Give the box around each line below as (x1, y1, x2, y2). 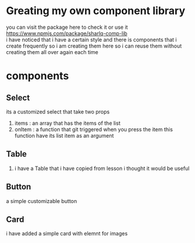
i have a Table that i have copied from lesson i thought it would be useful (14, 165, 190, 172)
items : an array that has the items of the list (14, 119, 121, 127)
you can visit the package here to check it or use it (6, 24, 128, 31)
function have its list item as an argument (14, 132, 114, 139)
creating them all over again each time (6, 48, 98, 55)
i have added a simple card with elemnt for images (6, 230, 128, 237)
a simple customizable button (6, 197, 77, 204)
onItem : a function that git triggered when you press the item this (14, 125, 173, 133)
